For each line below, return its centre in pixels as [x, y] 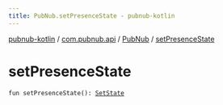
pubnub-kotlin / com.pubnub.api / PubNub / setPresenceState [111, 39]
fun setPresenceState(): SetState [67, 93]
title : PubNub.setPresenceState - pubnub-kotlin [92, 16]
